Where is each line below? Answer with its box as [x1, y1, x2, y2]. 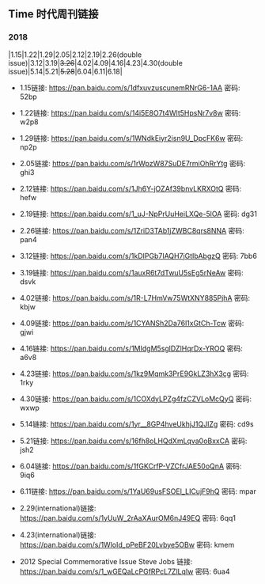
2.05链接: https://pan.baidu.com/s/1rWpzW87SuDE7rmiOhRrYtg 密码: [19, 158, 246, 168]
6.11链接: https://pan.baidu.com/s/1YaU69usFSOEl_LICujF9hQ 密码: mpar [19, 486, 257, 496]
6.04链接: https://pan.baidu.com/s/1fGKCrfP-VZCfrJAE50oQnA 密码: [19, 461, 242, 471]
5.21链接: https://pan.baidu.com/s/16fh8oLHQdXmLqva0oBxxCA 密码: [19, 436, 248, 446]
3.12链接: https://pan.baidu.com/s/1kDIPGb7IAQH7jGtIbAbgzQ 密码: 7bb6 [19, 251, 257, 260]
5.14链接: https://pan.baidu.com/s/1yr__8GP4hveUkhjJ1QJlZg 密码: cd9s [19, 419, 255, 429]
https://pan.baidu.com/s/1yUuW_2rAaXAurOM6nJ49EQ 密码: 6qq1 [19, 513, 236, 522]
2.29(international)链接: [19, 503, 97, 513]
